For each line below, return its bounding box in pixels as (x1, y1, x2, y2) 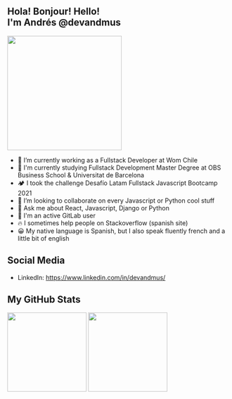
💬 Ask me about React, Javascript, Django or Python (17, 203, 170, 212)
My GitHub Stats (7, 293, 81, 305)
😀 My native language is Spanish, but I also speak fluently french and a (17, 227, 226, 235)
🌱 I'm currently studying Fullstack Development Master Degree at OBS (17, 163, 221, 172)
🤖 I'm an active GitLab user (17, 211, 96, 220)
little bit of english (17, 234, 70, 242)
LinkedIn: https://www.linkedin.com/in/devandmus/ (17, 273, 166, 281)
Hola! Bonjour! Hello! (7, 6, 101, 18)
